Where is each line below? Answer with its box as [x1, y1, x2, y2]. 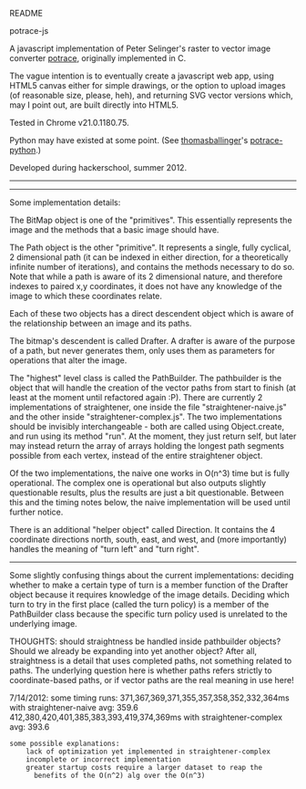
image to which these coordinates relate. [9, 291, 162, 301]
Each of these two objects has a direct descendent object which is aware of [9, 308, 294, 318]
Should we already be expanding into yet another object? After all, [9, 646, 258, 656]
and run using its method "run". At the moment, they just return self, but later [9, 431, 297, 441]
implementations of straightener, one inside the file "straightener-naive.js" [9, 401, 287, 412]
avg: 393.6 [9, 722, 50, 732]
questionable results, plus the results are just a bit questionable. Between [9, 487, 284, 498]
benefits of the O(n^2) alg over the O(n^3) [33, 771, 206, 780]
